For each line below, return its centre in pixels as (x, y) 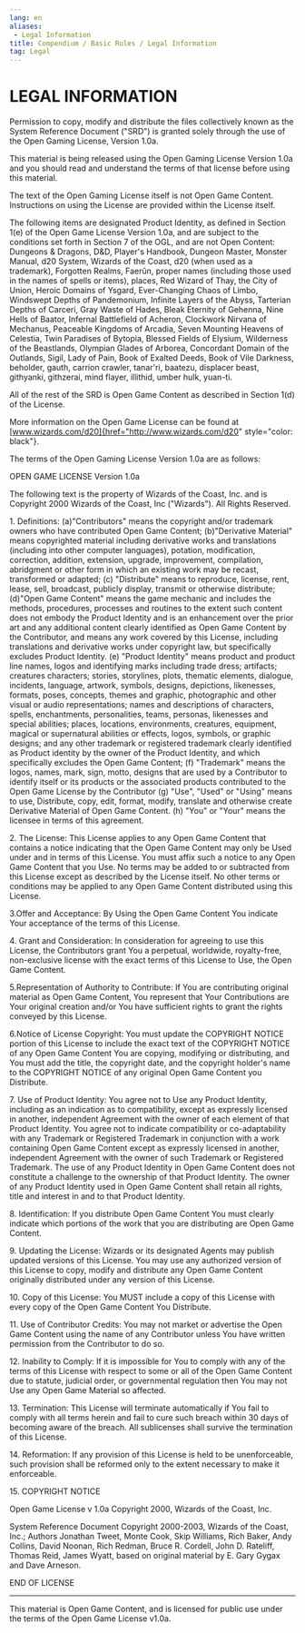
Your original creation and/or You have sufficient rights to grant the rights (146, 1007)
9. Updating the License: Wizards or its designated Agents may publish (142, 1251)
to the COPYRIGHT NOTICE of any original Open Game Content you (136, 1073)
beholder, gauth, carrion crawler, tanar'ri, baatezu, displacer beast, (134, 368)
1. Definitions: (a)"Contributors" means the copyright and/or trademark (142, 521)
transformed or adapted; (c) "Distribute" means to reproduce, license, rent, (149, 579)
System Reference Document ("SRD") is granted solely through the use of (148, 132)
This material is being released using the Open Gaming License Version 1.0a (151, 159)
